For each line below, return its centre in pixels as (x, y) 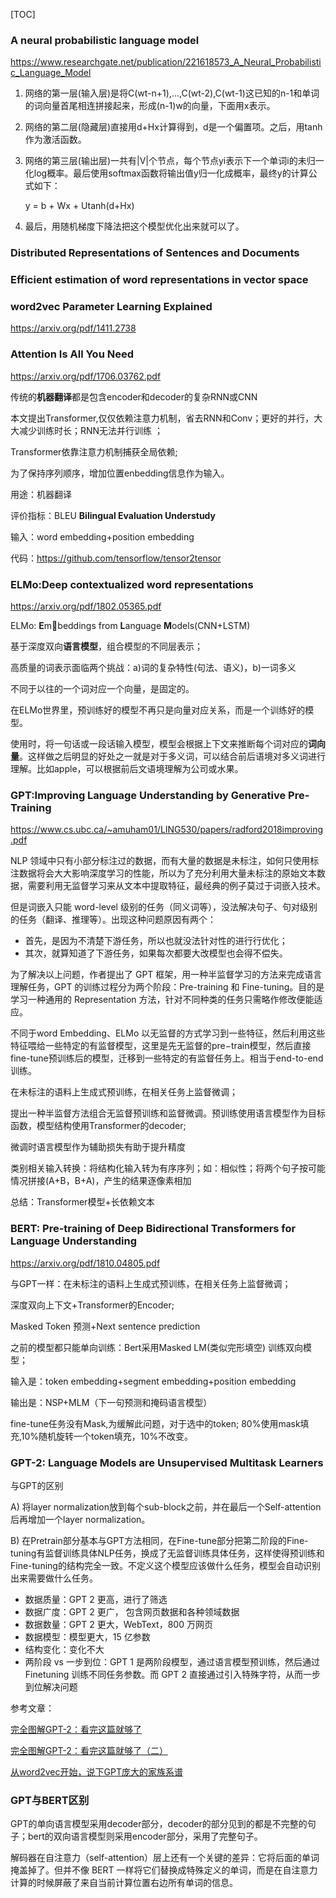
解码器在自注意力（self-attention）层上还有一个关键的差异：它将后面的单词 (165, 1858)
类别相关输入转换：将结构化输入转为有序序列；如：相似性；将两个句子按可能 (168, 1168)
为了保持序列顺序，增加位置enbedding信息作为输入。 (120, 473)
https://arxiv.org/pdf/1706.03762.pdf (86, 376)
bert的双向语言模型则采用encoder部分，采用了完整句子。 (145, 1836)
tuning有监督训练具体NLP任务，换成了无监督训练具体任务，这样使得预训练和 (167, 1553)
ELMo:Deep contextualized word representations (132, 584)
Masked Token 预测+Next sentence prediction (105, 1326)
